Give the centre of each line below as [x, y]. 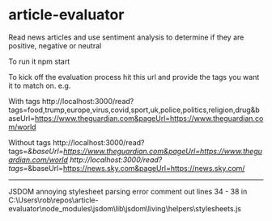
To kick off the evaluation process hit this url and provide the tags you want [134, 77]
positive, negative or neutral [55, 45]
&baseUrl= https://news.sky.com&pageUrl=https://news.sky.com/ [136, 168]
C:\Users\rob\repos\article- [53, 200]
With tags [24, 101]
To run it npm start [39, 61]
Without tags [30, 142]
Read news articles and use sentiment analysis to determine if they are [126, 37]
